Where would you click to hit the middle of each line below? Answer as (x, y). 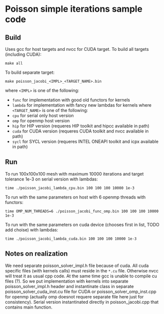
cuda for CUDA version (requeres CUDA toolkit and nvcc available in (80, 131)
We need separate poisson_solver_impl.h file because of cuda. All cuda (77, 266)
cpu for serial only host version (43, 115)
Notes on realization (36, 254)
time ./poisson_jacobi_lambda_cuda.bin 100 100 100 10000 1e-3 (71, 239)
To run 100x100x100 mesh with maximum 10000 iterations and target (74, 174)
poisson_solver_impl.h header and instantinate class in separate (70, 286)
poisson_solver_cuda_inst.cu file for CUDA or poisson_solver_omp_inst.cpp (81, 292)
